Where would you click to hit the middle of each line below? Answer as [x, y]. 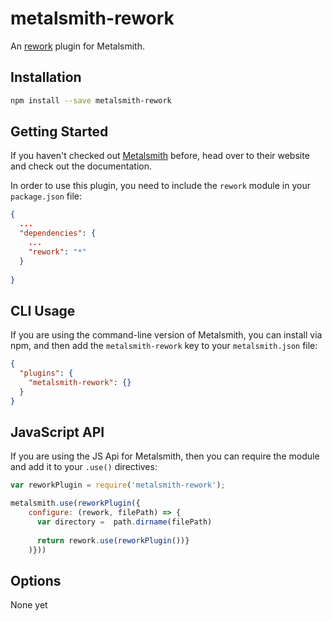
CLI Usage [43, 310]
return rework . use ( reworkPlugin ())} [113, 540]
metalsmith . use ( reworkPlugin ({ [75, 503]
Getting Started [59, 132]
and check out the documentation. [81, 166]
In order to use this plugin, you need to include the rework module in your [160, 186]
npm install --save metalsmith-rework [91, 100]
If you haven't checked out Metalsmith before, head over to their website [160, 156]
